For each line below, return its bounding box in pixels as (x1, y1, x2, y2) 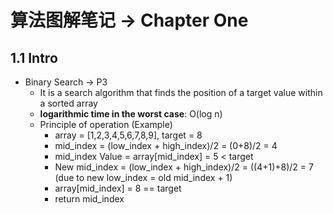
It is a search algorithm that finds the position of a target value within (39, 87, 323, 98)
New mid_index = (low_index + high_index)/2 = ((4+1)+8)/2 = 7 (54, 161, 314, 173)
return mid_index (54, 193, 125, 205)
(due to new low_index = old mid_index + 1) (54, 172, 233, 183)
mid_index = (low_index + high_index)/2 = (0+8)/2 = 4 (54, 140, 278, 151)
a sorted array (39, 97, 98, 109)
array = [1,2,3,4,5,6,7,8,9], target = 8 (54, 129, 203, 141)
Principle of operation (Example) (39, 119, 173, 130)
